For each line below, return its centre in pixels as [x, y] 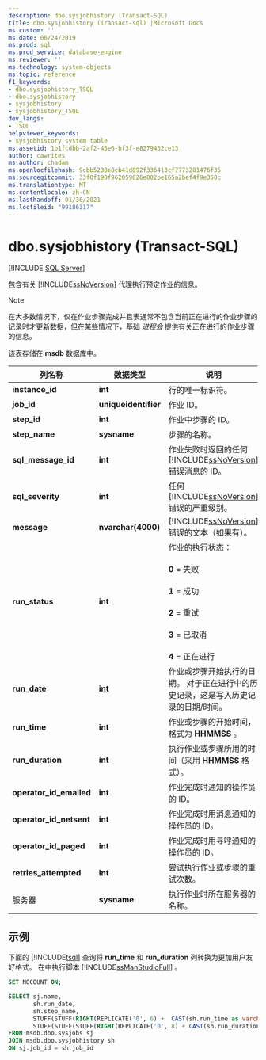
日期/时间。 [205, 707]
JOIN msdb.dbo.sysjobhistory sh [61, 1041]
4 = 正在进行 [192, 657]
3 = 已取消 [188, 635]
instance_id [34, 390]
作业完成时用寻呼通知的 [212, 841]
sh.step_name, [56, 1011]
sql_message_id [44, 460]
